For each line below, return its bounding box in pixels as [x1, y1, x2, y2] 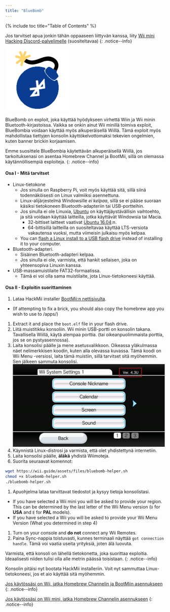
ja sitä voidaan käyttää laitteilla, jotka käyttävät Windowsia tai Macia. [20, 213, 163, 220]
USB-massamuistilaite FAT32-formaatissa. [12, 267, 101, 274]
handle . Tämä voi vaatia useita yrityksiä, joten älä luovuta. [12, 541, 133, 547]
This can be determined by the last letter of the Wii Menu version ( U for [12, 504, 160, 510]
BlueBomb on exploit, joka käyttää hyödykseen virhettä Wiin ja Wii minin [5, 117, 155, 123]
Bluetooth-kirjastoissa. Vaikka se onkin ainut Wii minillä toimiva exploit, [5, 122, 153, 128]
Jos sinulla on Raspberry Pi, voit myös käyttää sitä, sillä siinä [20, 186, 146, 193]
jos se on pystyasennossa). [12, 337, 70, 343]
